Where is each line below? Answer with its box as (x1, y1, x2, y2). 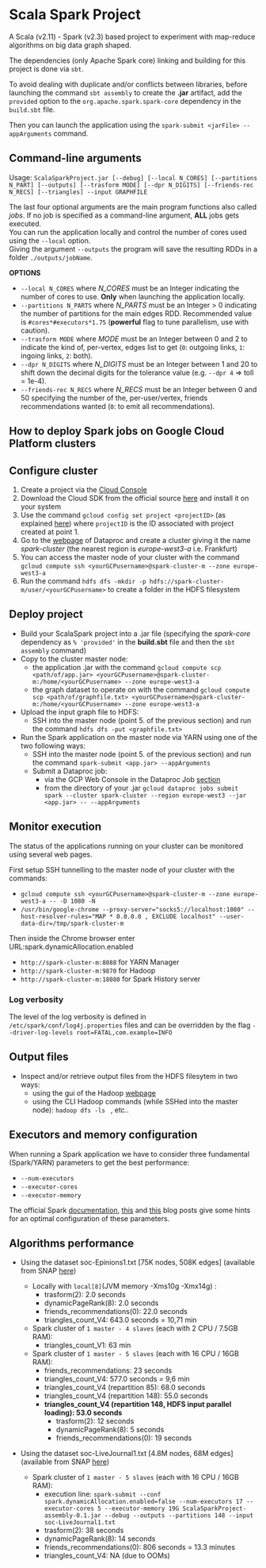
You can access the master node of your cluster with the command (20, 552, 240, 561)
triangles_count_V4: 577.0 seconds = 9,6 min (44, 1374, 190, 1384)
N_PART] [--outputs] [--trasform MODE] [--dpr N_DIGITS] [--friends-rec (9, 181, 254, 189)
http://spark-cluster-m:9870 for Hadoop (20, 965, 156, 975)
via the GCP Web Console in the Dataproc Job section (44, 774, 221, 784)
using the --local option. (9, 236, 91, 245)
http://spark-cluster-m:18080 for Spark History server (20, 974, 201, 984)
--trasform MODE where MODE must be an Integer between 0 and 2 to (20, 333, 248, 343)
